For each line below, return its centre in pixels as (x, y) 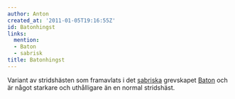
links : (17, 34)
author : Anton (28, 14)
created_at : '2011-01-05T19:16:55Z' (61, 21)
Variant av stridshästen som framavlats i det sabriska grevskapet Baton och (118, 80)
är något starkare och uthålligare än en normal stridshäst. (91, 87)
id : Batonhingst (31, 27)
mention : (27, 40)
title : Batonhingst (36, 60)
